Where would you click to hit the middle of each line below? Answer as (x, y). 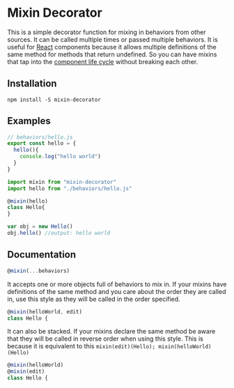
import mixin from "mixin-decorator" (62, 182)
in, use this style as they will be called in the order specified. (94, 299)
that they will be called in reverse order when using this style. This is (105, 339)
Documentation (42, 255)
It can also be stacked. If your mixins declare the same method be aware (111, 332)
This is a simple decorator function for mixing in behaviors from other (107, 32)
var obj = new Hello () (40, 227)
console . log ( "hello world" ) (60, 157)
